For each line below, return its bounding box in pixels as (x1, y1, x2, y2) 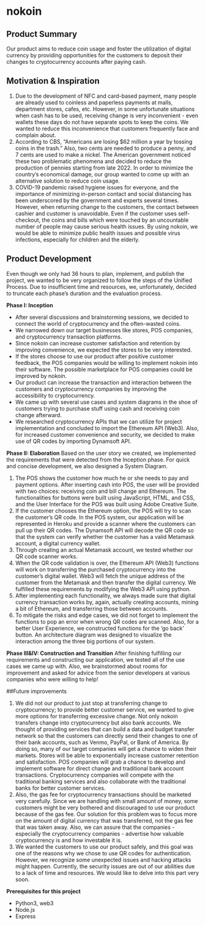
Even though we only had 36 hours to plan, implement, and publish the (6, 270, 185, 277)
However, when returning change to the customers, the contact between (15, 203, 199, 210)
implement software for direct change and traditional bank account (15, 764, 184, 772)
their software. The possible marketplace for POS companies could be (15, 366, 193, 373)
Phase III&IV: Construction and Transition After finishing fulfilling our (6, 649, 182, 657)
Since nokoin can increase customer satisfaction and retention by (15, 339, 181, 347)
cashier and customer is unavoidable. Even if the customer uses (15, 210, 177, 217)
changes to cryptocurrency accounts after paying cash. (6, 58, 147, 65)
